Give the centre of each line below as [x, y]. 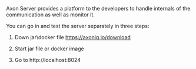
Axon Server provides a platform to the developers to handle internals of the [98, 8]
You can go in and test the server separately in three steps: [78, 26]
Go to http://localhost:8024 [48, 60]
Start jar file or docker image [49, 49]
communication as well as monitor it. [51, 15]
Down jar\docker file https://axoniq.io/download [73, 37]
